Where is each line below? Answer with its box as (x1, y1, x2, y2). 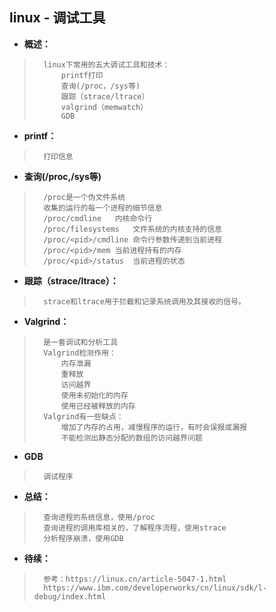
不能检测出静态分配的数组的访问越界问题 (60, 433, 203, 443)
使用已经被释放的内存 (60, 401, 136, 411)
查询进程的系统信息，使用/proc (43, 512, 156, 522)
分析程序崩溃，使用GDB (43, 533, 124, 543)
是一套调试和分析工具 (43, 337, 119, 347)
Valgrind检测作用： (43, 348, 117, 358)
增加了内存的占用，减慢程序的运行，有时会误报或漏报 (60, 422, 248, 432)
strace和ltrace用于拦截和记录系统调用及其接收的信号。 (43, 296, 246, 307)
